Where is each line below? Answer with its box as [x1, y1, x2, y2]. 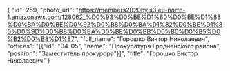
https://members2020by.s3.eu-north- [78, 6, 186, 14]
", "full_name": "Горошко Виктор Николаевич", [74, 35, 209, 43]
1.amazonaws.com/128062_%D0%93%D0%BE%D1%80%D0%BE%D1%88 [7, 13, 221, 21]
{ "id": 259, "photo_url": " [7, 6, 79, 14]
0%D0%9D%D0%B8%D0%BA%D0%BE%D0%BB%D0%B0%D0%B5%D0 [7, 27, 221, 35]
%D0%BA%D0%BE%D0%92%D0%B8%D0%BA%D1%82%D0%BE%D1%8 [7, 20, 223, 28]
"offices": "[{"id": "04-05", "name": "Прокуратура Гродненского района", [7, 42, 221, 50]
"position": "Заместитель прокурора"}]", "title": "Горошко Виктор [7, 49, 198, 57]
